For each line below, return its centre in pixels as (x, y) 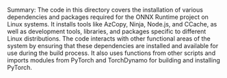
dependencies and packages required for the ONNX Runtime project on (108, 17)
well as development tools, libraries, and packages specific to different (107, 31)
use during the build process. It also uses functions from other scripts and (111, 53)
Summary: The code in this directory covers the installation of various (105, 10)
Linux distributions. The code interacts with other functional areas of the (109, 39)
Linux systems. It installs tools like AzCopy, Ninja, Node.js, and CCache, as (112, 24)
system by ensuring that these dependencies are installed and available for (113, 46)
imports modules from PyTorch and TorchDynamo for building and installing (114, 60)
